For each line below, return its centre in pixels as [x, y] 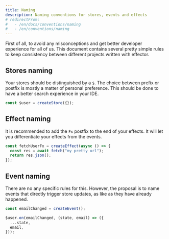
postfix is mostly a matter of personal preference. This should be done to [82, 88]
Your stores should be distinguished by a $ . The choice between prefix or [82, 83]
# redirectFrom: [22, 19]
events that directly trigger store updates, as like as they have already [79, 194]
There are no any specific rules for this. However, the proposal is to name [82, 188]
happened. [17, 199]
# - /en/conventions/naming [38, 29]
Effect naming [28, 119]
